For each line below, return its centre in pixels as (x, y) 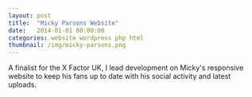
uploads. (23, 85)
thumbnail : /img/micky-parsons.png (67, 45)
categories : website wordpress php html (76, 38)
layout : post (30, 16)
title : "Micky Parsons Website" (64, 23)
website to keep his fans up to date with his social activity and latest (120, 76)
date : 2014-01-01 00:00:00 (56, 30)
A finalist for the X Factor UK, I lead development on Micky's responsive (126, 68)
